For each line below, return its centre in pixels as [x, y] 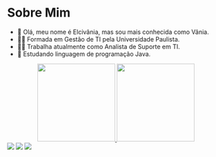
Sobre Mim [39, 13]
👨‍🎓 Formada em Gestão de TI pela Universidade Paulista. [98, 39]
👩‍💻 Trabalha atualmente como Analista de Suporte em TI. [99, 46]
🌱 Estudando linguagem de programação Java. [84, 54]
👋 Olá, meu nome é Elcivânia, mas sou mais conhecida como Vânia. [113, 32]
